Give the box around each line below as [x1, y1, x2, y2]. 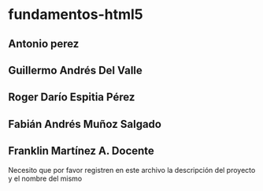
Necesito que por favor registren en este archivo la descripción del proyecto [8, 165, 256, 174]
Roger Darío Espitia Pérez [8, 91, 135, 104]
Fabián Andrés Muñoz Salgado [8, 117, 161, 131]
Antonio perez [8, 37, 80, 51]
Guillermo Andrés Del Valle [8, 63, 143, 77]
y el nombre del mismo [8, 174, 83, 183]
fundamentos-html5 [8, 6, 143, 24]
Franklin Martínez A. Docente [8, 144, 155, 158]
